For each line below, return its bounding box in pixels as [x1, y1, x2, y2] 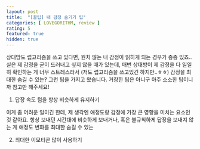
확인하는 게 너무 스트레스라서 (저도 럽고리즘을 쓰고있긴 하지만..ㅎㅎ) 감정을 [12, 69, 185, 75]
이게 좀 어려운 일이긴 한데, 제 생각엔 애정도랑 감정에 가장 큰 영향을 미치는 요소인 [6, 108, 191, 116]
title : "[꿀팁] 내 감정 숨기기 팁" [6, 14, 87, 20]
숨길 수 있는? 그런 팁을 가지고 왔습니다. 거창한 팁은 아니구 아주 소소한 [17, 76, 177, 83]
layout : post [6, 8, 39, 15]
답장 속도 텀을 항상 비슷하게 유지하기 [14, 96, 100, 103]
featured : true [6, 31, 44, 37]
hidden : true [6, 36, 39, 42]
